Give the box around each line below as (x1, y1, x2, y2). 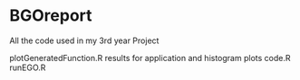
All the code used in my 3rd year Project (9, 35, 160, 46)
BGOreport (9, 5, 92, 26)
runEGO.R (9, 62, 46, 73)
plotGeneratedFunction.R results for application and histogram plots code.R (9, 52, 291, 63)
